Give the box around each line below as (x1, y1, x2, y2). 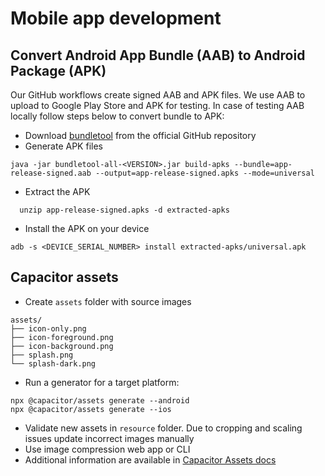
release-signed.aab (10, 168, 92, 178)
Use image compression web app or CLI (24, 443, 191, 455)
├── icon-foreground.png (10, 332, 114, 342)
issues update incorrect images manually (24, 432, 195, 444)
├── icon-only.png (10, 323, 87, 334)
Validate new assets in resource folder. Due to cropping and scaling (24, 422, 303, 434)
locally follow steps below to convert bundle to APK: (10, 110, 225, 122)
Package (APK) (10, 62, 107, 79)
